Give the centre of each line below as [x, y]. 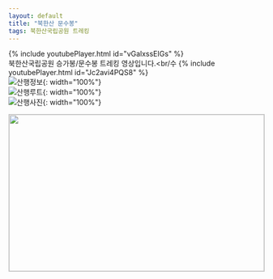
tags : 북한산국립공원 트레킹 [49, 31]
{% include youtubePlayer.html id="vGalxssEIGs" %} [96, 54]
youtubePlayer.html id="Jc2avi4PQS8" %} [78, 73]
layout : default [36, 16]
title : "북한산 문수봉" [43, 23]
